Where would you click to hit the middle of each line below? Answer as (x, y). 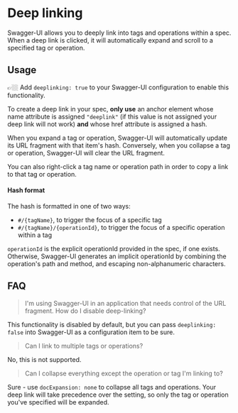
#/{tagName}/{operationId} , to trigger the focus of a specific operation (121, 227)
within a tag (34, 235)
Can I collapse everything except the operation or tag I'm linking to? (124, 373)
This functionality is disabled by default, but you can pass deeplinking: (112, 324)
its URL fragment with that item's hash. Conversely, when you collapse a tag (119, 145)
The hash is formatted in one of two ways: (69, 206)
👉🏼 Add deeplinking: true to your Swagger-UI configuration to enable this (118, 87)
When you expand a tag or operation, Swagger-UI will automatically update (117, 138)
